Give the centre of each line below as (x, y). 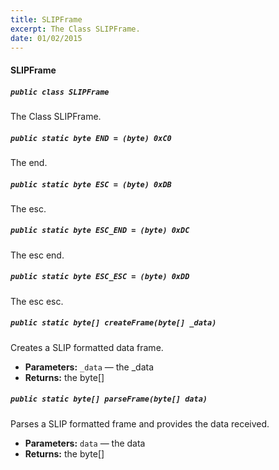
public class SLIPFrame (60, 92)
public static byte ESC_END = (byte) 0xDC (100, 231)
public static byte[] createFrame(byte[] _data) (113, 323)
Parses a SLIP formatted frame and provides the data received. (140, 423)
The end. (29, 162)
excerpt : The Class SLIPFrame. (75, 29)
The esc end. (37, 255)
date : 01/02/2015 (46, 38)
